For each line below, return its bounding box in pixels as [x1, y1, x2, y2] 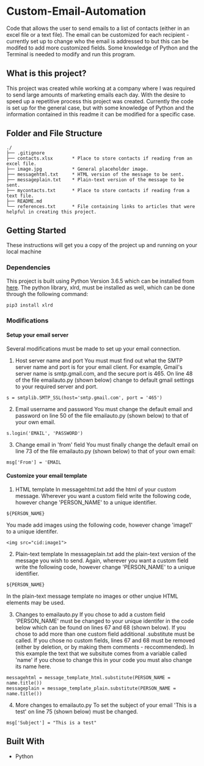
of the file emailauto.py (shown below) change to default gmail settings [15, 376, 194, 384]
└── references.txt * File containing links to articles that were [6, 203, 195, 209]
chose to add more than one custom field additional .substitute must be [15, 630, 195, 638]
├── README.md [6, 198, 43, 204]
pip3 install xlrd [6, 302, 53, 308]
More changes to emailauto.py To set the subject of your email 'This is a [15, 702, 197, 708]
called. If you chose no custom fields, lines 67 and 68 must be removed [15, 637, 195, 644]
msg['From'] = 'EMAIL [6, 459, 62, 466]
